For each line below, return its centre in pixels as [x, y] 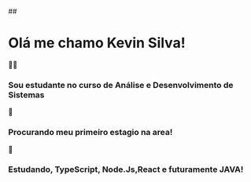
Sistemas [26, 95]
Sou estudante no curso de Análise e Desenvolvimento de [121, 85]
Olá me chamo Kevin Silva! [97, 43]
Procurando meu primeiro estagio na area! [90, 133]
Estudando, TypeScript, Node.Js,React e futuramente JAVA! [126, 169]
